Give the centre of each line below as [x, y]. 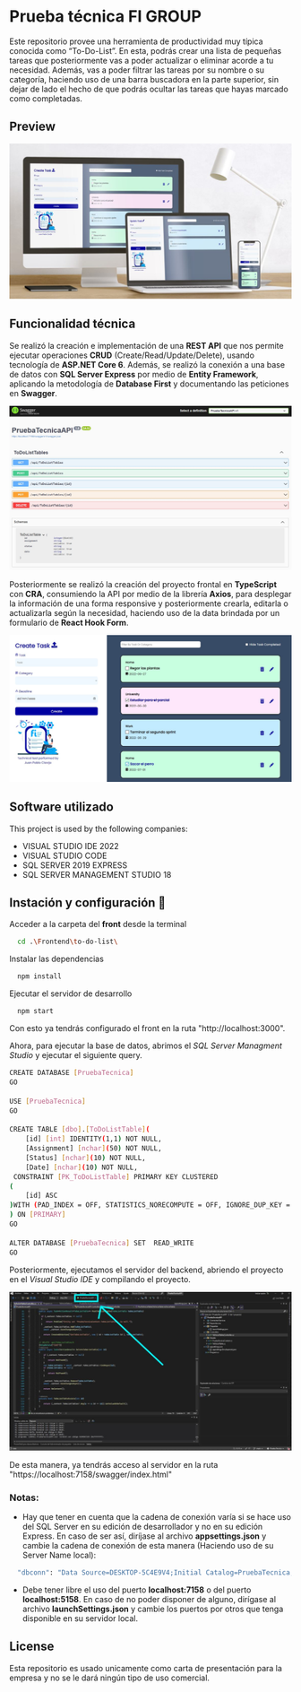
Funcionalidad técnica [73, 324]
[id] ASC [42, 1196]
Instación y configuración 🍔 [88, 903]
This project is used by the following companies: [99, 829]
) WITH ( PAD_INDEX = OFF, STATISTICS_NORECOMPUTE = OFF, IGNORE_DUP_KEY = [150, 1205]
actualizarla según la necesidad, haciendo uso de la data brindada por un [145, 613]
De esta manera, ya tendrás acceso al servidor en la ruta [114, 1464]
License [32, 1647]
